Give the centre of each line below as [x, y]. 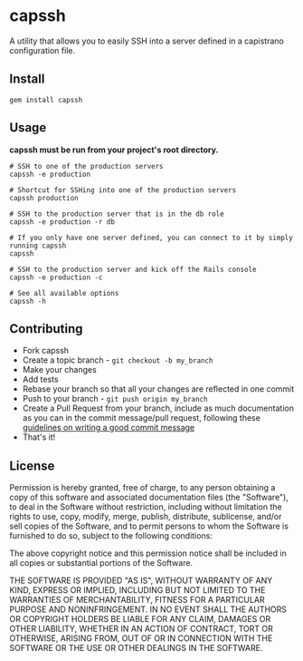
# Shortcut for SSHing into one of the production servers [123, 190]
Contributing [46, 329]
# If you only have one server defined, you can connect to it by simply [151, 238]
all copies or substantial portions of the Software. [101, 563]
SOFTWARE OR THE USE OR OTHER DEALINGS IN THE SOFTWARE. [136, 648]
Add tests [40, 379]
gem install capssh [46, 100]
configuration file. [42, 50]
